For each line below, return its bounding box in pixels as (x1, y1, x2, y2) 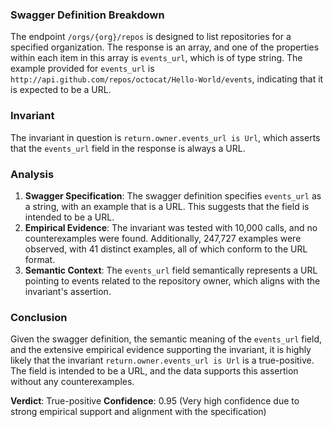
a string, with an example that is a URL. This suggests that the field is (24, 200, 310, 212)
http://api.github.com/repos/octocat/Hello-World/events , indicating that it (10, 73, 324, 85)
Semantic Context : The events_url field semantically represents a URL (24, 264, 318, 276)
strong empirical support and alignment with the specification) (10, 406, 267, 418)
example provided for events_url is (10, 63, 155, 75)
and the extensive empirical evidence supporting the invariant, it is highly (10, 344, 312, 356)
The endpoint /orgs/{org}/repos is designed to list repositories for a (10, 31, 292, 43)
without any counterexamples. (10, 376, 135, 388)
